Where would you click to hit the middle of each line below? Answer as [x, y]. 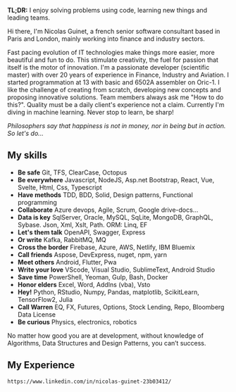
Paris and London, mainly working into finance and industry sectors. [106, 39]
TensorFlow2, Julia [45, 299]
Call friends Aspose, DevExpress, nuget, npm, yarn [92, 254]
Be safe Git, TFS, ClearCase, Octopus [72, 172]
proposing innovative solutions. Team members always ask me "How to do [116, 97]
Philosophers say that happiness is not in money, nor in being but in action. [117, 126]
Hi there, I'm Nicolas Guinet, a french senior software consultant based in [114, 31]
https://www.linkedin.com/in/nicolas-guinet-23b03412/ [89, 381]
